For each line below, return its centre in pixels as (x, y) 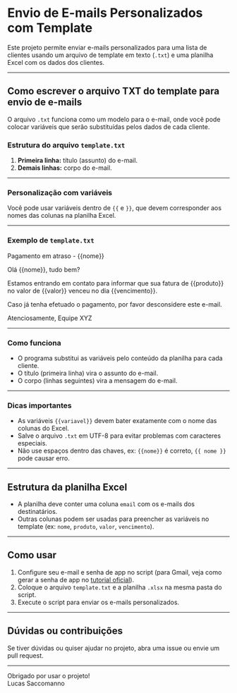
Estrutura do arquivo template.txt (66, 145)
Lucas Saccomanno (36, 683)
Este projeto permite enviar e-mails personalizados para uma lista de (107, 47)
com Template (50, 28)
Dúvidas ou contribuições (65, 631)
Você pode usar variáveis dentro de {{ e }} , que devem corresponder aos (115, 208)
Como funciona (34, 343)
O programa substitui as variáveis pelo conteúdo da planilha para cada (120, 358)
